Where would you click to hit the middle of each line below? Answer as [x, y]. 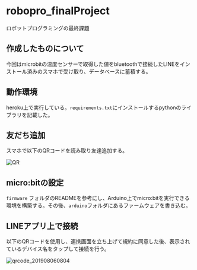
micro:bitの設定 [35, 182]
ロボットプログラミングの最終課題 [48, 28]
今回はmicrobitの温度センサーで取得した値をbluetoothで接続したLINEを [93, 64]
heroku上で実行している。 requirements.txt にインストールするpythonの [94, 107]
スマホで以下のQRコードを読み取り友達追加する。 [67, 151]
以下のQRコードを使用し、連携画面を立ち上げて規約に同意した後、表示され [98, 241]
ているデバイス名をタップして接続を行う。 [58, 249]
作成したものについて [45, 49]
